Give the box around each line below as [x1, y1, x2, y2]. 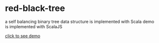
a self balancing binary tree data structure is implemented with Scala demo [5, 19, 155, 24]
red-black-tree [5, 3, 65, 14]
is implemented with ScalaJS [5, 23, 63, 29]
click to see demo [5, 33, 41, 39]
